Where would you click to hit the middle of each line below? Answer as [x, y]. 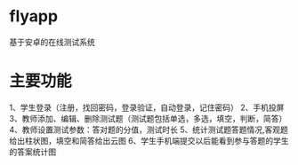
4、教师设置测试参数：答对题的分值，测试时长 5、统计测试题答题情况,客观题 [149, 130]
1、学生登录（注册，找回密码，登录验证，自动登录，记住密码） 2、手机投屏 [147, 107]
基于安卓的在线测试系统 [52, 42]
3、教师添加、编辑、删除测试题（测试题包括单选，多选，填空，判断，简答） [148, 118]
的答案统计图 [32, 152]
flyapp [34, 16]
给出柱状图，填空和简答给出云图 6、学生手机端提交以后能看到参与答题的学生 [149, 140]
